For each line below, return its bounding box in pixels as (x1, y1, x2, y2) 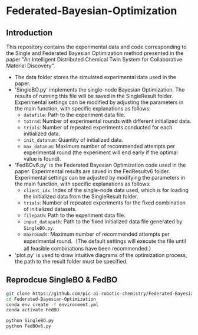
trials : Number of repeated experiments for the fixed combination (23, 199, 186, 206)
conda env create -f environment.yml (6, 301, 99, 308)
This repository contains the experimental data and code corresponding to (6, 43, 187, 50)
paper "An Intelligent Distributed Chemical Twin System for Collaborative (6, 56, 183, 63)
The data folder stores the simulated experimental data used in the (14, 74, 177, 80)
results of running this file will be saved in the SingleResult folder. (14, 93, 173, 99)
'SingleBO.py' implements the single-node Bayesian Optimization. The (14, 86, 185, 93)
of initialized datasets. (23, 206, 77, 212)
